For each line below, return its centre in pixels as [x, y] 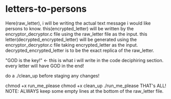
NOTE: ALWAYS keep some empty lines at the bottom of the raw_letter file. [84, 91]
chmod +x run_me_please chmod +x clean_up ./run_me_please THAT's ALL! [86, 86]
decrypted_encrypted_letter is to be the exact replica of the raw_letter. [80, 50]
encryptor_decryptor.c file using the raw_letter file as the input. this [76, 34]
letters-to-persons [46, 9]
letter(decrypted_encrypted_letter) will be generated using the [71, 39]
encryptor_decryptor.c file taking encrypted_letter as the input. [72, 45]
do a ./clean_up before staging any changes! [52, 75]
